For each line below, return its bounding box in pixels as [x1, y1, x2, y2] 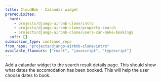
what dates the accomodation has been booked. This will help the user [5, 67, 149, 73]
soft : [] [9, 35, 28, 40]
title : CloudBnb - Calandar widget [5, 7, 79, 12]
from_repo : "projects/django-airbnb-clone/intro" [5, 44, 110, 49]
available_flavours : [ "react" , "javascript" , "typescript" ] [5, 48, 132, 53]
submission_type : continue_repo [5, 39, 72, 44]
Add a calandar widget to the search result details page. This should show [5, 62, 157, 68]
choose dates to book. [5, 72, 51, 78]
